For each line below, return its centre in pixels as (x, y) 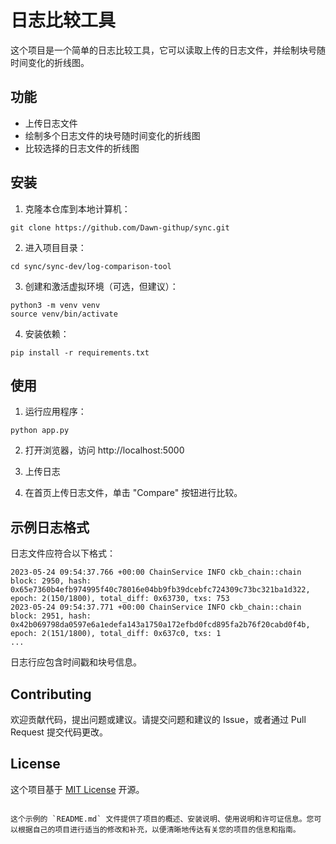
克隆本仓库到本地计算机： (77, 208)
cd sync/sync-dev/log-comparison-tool (91, 266)
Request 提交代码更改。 (59, 732)
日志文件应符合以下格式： (63, 553)
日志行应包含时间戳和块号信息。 (76, 662)
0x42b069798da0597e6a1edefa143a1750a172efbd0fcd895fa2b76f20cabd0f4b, (160, 625)
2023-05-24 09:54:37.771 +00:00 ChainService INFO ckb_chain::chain (156, 607)
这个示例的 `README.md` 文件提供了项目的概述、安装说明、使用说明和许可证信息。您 (162, 819)
